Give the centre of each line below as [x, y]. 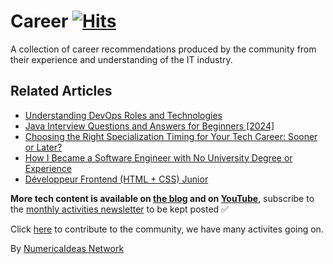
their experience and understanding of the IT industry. [121, 59]
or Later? [43, 147]
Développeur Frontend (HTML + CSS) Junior [116, 179]
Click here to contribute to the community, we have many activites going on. [167, 229]
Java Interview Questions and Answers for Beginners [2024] [149, 126]
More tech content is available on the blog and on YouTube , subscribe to [162, 198]
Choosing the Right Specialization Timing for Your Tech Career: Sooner [171, 136]
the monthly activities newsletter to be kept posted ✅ [119, 209]
